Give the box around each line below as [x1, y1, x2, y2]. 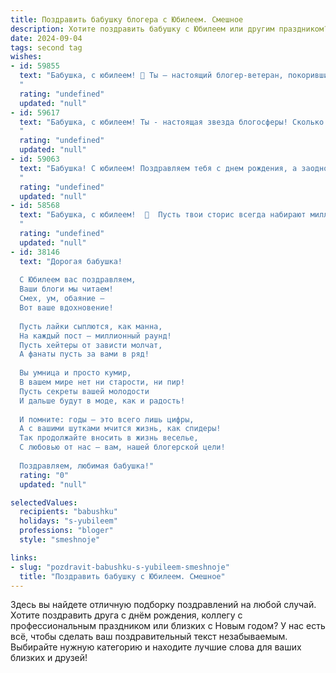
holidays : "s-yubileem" [19, 516, 118, 526]
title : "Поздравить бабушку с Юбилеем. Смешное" [19, 571, 226, 581]
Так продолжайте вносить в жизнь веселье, [19, 433, 199, 443]
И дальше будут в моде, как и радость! [19, 396, 186, 406]
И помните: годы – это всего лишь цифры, [19, 414, 195, 425]
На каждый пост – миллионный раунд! [19, 331, 172, 341]
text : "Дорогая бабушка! [19, 256, 123, 266]
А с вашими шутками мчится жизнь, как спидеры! [19, 424, 222, 434]
